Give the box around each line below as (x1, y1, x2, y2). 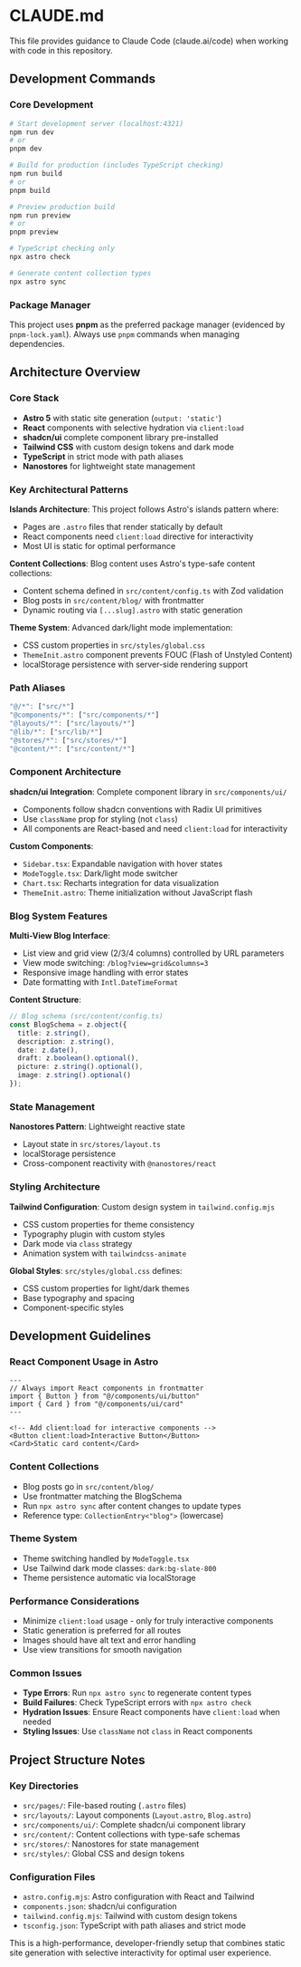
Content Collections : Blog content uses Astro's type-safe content (9, 558, 256, 569)
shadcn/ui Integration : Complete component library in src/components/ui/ (9, 786, 287, 797)
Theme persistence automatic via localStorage (22, 1572, 196, 1583)
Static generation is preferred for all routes (22, 1625, 182, 1636)
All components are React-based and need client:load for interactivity (22, 823, 287, 834)
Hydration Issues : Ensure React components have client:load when (22, 1707, 280, 1718)
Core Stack (9, 391, 60, 404)
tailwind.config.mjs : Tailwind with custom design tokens (22, 1911, 238, 1922)
